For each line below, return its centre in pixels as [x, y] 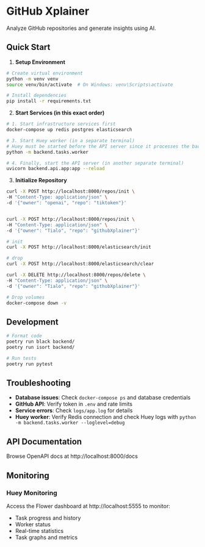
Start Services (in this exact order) [60, 113]
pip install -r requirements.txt [49, 101]
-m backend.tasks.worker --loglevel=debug [70, 423]
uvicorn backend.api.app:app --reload [56, 169]
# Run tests [21, 358]
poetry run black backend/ [41, 342]
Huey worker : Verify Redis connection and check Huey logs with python [106, 417]
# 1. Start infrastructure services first [61, 124]
